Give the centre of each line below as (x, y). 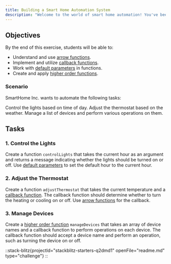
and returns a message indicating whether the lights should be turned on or (84, 160)
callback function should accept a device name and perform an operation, (83, 235)
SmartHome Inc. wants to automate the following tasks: (63, 97)
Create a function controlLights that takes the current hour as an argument (84, 154)
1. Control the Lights (31, 143)
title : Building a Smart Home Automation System (58, 10)
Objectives (23, 35)
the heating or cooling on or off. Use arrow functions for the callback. (78, 200)
